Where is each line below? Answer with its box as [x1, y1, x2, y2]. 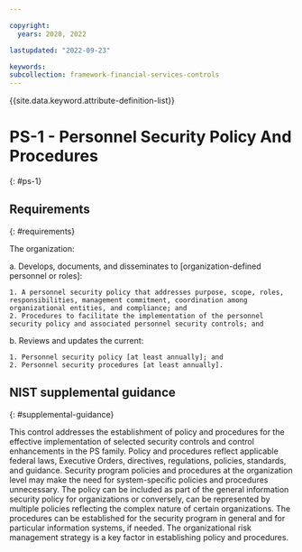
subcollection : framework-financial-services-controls [9, 70, 220, 79]
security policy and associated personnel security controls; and [9, 319, 264, 328]
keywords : [9, 62, 47, 71]
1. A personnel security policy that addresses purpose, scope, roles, [9, 288, 284, 297]
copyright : [9, 21, 50, 30]
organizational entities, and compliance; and [9, 303, 188, 312]
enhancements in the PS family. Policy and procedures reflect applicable [9, 446, 279, 456]
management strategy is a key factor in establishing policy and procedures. [9, 531, 289, 542]
